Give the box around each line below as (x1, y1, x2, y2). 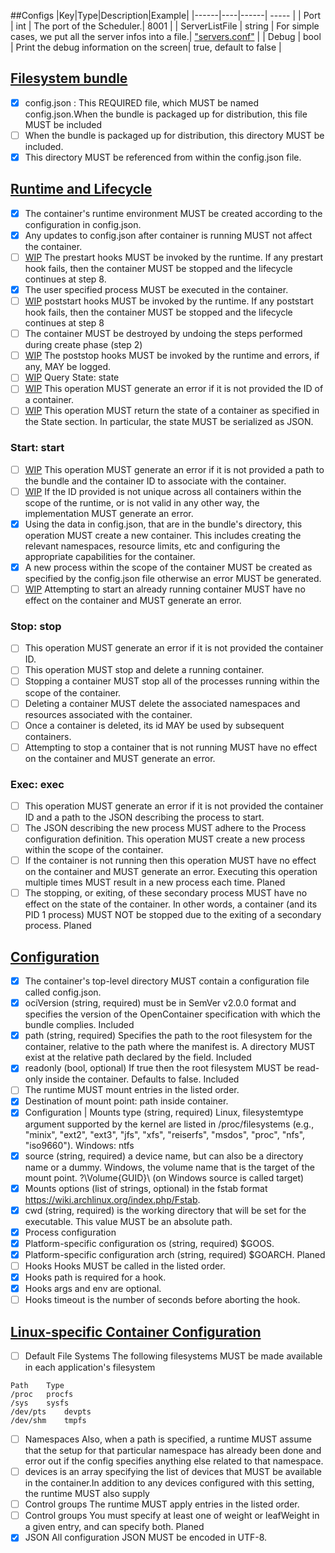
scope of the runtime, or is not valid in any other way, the (24, 496, 260, 509)
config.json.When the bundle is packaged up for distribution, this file (24, 108, 308, 120)
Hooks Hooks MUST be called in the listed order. (24, 1260, 226, 1272)
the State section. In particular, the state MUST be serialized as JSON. (24, 416, 314, 428)
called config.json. (24, 986, 102, 999)
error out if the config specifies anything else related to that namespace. (24, 1455, 324, 1467)
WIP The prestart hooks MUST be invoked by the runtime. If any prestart (24, 251, 324, 263)
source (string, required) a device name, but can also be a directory (24, 1150, 304, 1162)
